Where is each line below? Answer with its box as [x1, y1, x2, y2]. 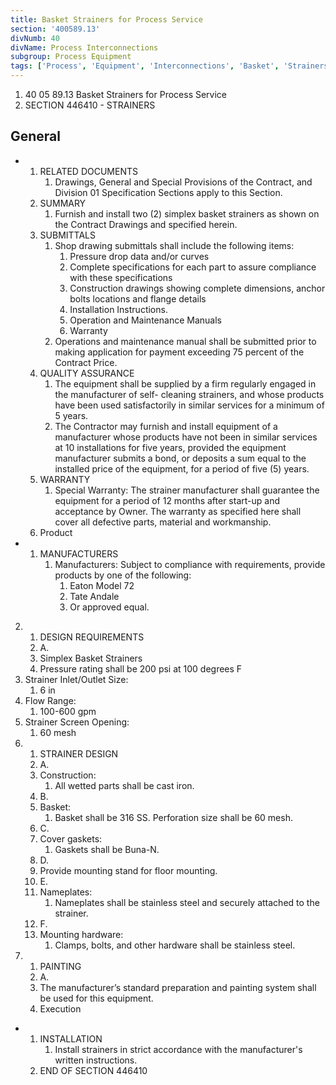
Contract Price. [54, 356, 118, 368]
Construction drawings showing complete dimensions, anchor [69, 282, 326, 294]
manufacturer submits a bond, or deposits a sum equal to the [54, 452, 307, 464]
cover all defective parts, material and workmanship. [54, 516, 272, 528]
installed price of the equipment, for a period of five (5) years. [54, 462, 310, 475]
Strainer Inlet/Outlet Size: [24, 673, 129, 685]
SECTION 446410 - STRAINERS [24, 99, 156, 111]
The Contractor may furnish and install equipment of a [54, 420, 278, 432]
